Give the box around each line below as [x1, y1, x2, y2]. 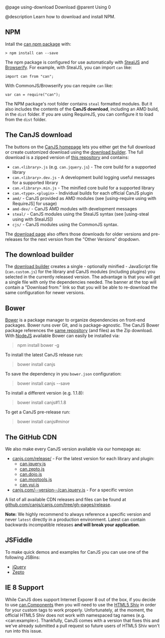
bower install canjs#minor [17, 419, 70, 425]
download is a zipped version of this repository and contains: [5, 154, 129, 160]
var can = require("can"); [5, 92, 61, 97]
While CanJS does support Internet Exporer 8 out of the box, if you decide [5, 596, 156, 603]
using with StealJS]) [12, 216, 53, 222]
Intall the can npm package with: [5, 41, 71, 47]
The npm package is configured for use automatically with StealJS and [5, 59, 149, 65]
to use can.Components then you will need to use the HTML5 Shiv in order [5, 602, 156, 607]
